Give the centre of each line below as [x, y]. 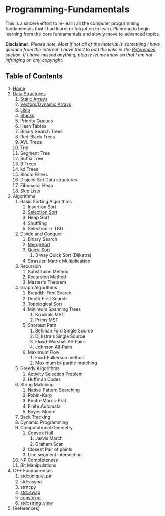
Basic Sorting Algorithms [46, 201]
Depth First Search [47, 298]
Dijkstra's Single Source [60, 336]
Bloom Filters [34, 174]
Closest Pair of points [50, 449]
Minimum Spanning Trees [54, 309]
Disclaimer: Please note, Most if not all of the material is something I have [83, 44]
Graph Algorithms [38, 287]
